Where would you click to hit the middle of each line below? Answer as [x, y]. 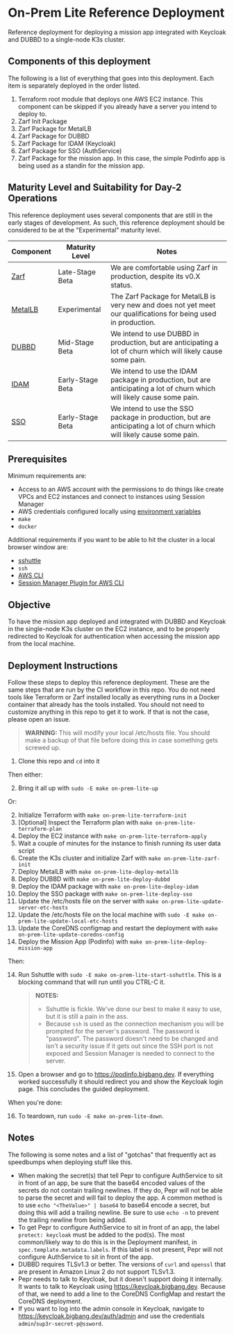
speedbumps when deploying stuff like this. [70, 1162]
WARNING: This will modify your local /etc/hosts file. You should [117, 733]
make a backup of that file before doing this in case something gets [121, 740]
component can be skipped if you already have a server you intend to [117, 106]
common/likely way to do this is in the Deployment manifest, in [107, 1242]
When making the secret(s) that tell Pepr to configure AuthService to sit [120, 1175]
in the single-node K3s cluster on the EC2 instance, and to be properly [109, 629]
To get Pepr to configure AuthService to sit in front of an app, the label [118, 1227]
